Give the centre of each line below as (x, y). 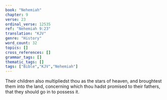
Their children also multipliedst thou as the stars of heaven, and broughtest (83, 81)
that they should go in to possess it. (42, 92)
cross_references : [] (28, 52)
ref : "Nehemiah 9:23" (28, 29)
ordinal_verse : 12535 (28, 24)
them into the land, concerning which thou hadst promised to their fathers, (83, 86)
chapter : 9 (17, 15)
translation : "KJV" (26, 34)
